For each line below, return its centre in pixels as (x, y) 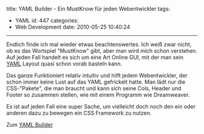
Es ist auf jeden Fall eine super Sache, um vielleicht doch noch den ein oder (101, 106)
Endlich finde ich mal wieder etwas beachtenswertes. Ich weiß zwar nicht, (99, 44)
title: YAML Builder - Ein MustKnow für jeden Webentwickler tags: (88, 9)
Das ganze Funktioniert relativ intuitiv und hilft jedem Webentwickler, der (97, 75)
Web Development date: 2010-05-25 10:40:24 (73, 27)
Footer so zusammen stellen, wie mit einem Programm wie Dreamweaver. (98, 95)
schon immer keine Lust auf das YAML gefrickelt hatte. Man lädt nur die (96, 82)
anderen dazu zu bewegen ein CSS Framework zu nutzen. (79, 113)
